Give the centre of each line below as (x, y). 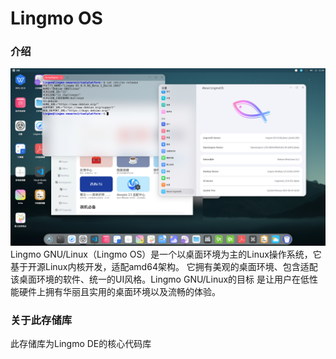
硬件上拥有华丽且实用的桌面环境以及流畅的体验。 (119, 291)
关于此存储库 (41, 320)
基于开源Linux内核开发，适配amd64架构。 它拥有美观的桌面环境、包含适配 (164, 266)
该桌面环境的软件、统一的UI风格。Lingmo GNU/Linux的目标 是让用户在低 (160, 279)
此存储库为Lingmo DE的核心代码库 (81, 344)
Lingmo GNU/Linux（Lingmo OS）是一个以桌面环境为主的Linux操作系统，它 (166, 254)
